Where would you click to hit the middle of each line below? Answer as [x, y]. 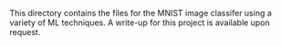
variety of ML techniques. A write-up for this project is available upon [140, 23]
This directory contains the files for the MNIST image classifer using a [140, 13]
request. [25, 32]
